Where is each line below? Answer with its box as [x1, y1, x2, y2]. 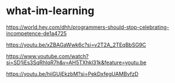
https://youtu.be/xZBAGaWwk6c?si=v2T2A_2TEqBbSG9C [6, 41, 146, 48]
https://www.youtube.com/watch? [6, 52, 89, 59]
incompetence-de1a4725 [6, 29, 67, 36]
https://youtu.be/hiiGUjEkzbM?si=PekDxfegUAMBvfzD [6, 70, 138, 77]
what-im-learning [6, 4, 95, 18]
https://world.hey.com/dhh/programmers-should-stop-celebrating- [6, 24, 170, 31]
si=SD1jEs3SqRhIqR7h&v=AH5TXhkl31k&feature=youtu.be [6, 59, 147, 66]
